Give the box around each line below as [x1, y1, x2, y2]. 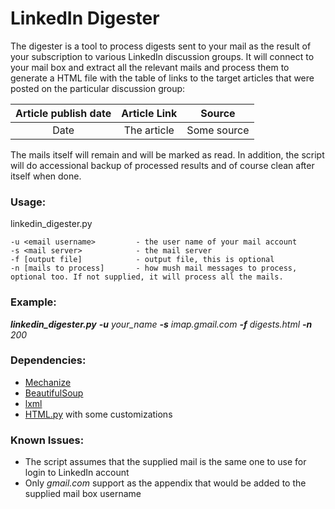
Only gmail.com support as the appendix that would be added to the [24, 477, 307, 489]
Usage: [10, 195, 47, 209]
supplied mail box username [24, 488, 142, 500]
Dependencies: [10, 353, 87, 367]
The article [123, 123, 175, 137]
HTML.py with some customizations [24, 408, 173, 420]
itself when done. [10, 170, 82, 182]
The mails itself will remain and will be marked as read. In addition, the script [10, 148, 325, 161]
